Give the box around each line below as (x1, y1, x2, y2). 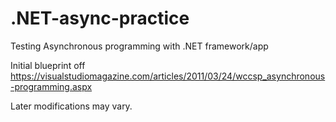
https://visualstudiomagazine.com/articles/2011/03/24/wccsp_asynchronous (10, 70, 326, 82)
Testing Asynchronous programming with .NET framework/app (10, 40, 269, 52)
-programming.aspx (10, 80, 93, 92)
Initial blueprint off (10, 59, 86, 71)
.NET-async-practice (10, 7, 190, 30)
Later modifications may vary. (10, 100, 133, 112)
